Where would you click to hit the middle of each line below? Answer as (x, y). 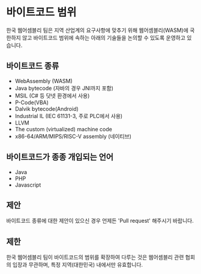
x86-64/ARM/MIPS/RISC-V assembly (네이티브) (73, 136)
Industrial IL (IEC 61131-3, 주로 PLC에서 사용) (69, 116)
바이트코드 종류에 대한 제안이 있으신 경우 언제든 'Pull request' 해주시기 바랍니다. (100, 221)
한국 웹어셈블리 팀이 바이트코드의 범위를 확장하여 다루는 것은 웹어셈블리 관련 (95, 257)
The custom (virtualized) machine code (63, 129)
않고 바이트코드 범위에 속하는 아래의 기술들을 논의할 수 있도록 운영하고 (104, 37)
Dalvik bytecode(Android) (47, 108)
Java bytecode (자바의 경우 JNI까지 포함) (64, 88)
